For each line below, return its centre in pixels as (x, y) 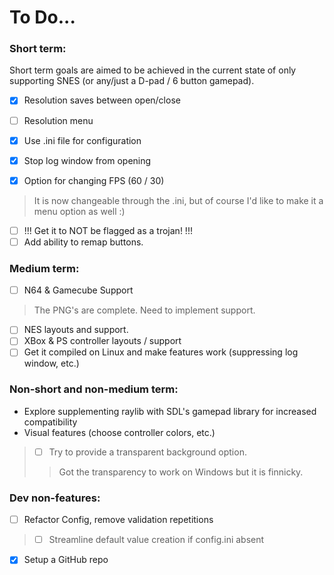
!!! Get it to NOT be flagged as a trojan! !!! (108, 230)
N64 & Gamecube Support (78, 290)
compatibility (50, 422)
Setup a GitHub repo (66, 560)
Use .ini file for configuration (82, 140)
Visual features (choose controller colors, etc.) (119, 432)
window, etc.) (51, 363)
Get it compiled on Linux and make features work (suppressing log (161, 352)
